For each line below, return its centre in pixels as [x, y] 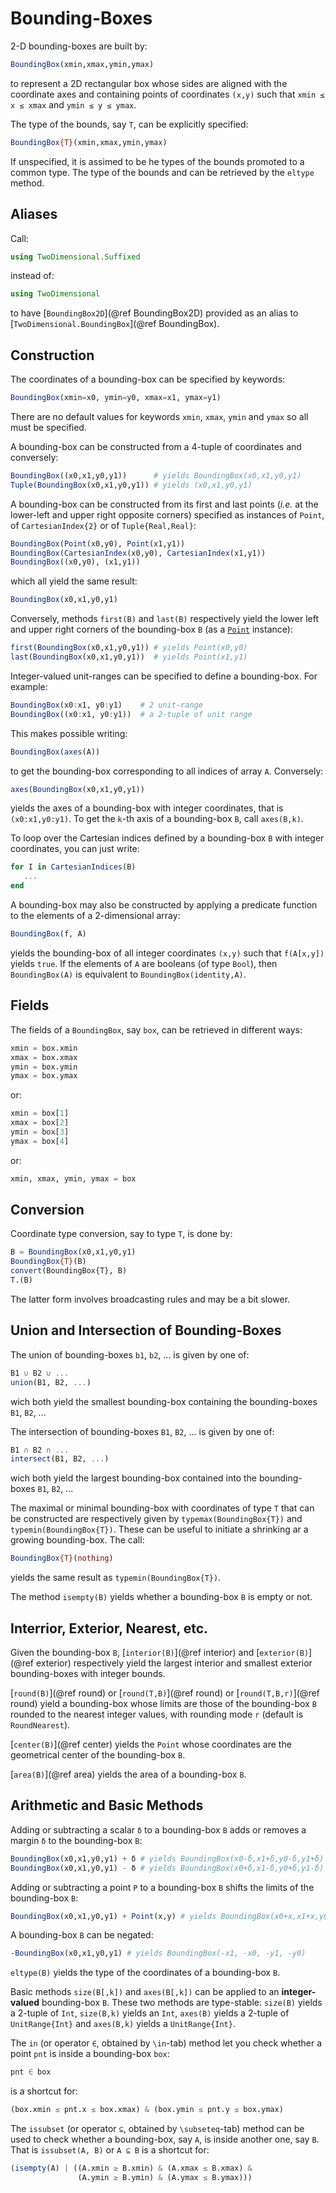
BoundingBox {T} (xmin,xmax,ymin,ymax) [89, 142]
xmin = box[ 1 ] [40, 1113]
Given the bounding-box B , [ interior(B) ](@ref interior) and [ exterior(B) [160, 1652]
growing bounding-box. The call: [77, 1540]
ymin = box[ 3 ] [40, 1132]
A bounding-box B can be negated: [82, 1935]
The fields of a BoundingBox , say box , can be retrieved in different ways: [156, 1029]
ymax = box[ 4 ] [40, 1141]
